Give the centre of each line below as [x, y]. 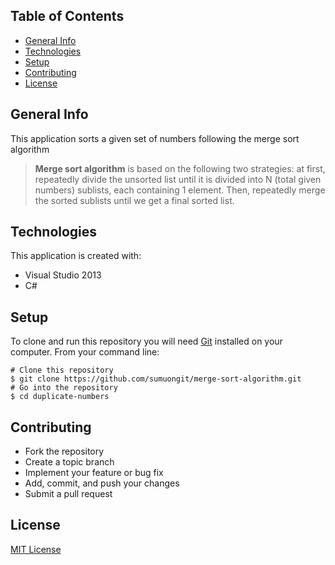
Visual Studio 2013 [63, 275]
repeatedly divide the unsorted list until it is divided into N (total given [178, 179]
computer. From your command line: [85, 352]
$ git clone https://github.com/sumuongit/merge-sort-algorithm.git [156, 379]
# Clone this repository [62, 370]
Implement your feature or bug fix [94, 473]
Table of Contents [67, 16]
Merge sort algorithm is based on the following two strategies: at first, [180, 168]
